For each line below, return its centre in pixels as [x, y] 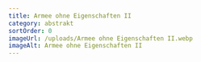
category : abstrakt [41, 23]
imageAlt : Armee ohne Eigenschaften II [75, 46]
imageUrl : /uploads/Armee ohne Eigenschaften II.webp [101, 38]
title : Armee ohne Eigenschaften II [70, 16]
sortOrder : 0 [30, 31]
